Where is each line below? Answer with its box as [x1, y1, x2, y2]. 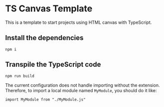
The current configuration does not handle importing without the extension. [5, 82, 160, 88]
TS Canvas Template [5, 3, 93, 14]
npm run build [5, 73, 35, 78]
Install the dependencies [5, 34, 84, 42]
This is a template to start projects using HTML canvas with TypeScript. [5, 19, 152, 25]
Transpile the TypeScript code [5, 60, 101, 69]
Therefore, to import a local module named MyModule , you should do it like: [5, 87, 157, 93]
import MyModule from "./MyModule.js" [5, 97, 86, 102]
